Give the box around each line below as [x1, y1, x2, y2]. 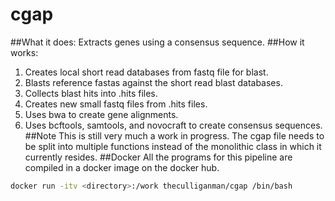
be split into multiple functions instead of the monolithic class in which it [24, 140, 322, 152]
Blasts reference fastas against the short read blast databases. [24, 76, 283, 88]
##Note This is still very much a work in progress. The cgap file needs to [24, 129, 325, 142]
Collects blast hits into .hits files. [24, 87, 158, 99]
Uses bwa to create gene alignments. [24, 108, 179, 120]
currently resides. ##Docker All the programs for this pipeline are [24, 151, 293, 163]
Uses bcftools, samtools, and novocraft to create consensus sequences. [24, 119, 323, 131]
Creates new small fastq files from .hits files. [24, 98, 208, 110]
